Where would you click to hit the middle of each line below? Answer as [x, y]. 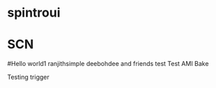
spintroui [34, 13]
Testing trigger [29, 77]
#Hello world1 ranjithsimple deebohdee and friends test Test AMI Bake [108, 64]
